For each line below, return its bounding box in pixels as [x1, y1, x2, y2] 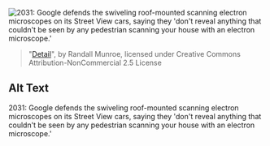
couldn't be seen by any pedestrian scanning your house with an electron [8, 120, 255, 130]
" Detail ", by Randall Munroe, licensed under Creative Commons [28, 49, 242, 58]
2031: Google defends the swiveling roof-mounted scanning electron [8, 102, 239, 113]
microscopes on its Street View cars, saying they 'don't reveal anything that [8, 111, 262, 121]
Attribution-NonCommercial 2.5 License [28, 58, 163, 67]
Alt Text [8, 81, 49, 95]
